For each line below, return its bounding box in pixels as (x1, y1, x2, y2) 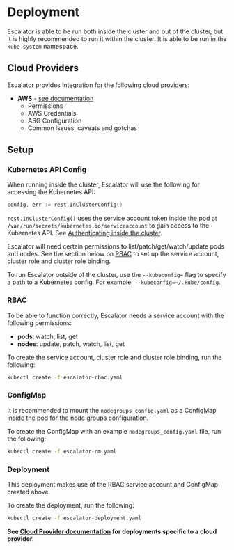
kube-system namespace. (7, 42, 79, 50)
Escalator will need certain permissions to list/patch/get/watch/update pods (7, 242, 225, 251)
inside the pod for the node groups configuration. (7, 414, 149, 422)
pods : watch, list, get (17, 332, 78, 340)
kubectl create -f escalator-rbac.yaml (7, 374, 123, 381)
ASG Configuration (27, 116, 82, 125)
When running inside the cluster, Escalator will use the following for (7, 180, 201, 189)
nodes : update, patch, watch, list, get (17, 339, 125, 348)
